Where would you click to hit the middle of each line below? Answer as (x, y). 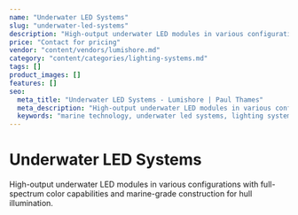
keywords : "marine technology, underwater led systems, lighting (141, 116)
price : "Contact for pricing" (65, 42)
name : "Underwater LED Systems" (69, 17)
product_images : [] (45, 75)
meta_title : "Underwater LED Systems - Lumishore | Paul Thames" (141, 100)
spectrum (27, 194)
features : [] (33, 83)
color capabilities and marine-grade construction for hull (149, 194)
